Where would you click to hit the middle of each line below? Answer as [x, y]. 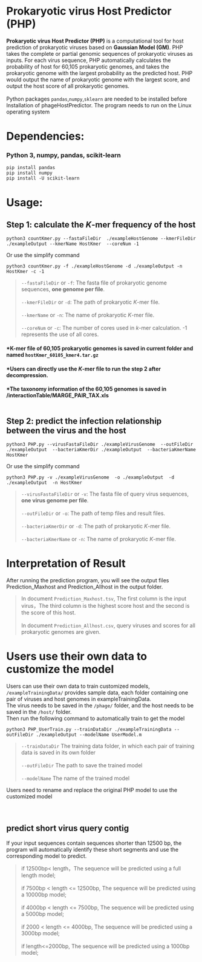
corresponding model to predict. [47, 856]
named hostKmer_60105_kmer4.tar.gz [52, 355]
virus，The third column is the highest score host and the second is [105, 605]
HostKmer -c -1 [25, 272]
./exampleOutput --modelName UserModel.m [89, 735]
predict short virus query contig [67, 828]
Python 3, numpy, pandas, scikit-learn [64, 155]
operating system [28, 112]
